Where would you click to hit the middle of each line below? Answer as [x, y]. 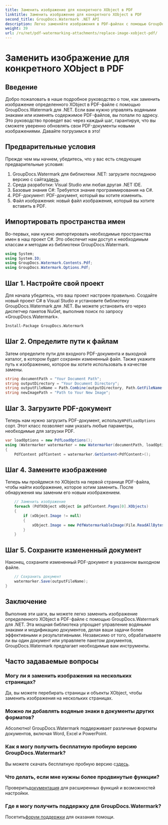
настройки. [17, 793]
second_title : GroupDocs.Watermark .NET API [52, 19]
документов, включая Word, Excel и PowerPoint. [56, 734]
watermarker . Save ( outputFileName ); [51, 581]
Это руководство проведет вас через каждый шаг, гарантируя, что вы [80, 120]
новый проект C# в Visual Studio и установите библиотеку [67, 300]
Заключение [26, 602]
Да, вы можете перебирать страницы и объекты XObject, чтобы [74, 693]
